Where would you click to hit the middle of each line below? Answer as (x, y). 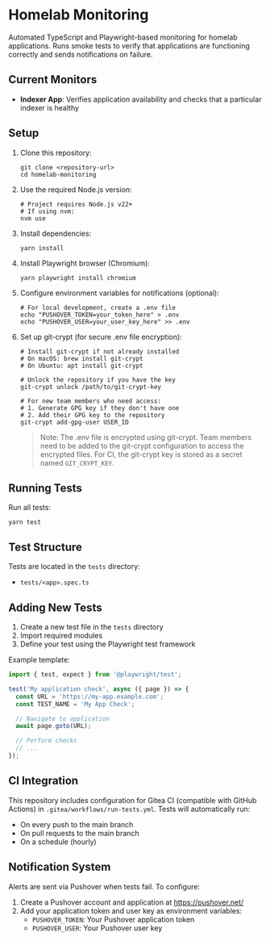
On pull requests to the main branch (79, 833)
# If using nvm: (47, 211)
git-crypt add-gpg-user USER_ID (74, 422)
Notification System (60, 867)
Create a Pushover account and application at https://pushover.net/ (132, 902)
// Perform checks (47, 741)
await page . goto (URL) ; (54, 726)
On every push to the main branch (77, 824)
